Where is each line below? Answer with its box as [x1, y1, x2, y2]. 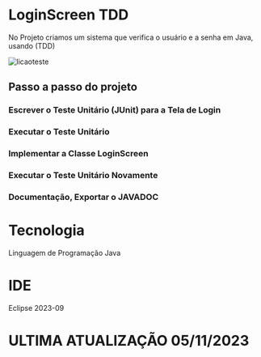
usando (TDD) [8, 40, 56, 50]
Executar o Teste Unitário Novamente [8, 170, 158, 181]
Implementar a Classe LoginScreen [8, 148, 149, 159]
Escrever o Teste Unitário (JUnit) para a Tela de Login [8, 104, 221, 116]
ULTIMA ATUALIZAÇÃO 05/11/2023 [8, 332, 250, 350]
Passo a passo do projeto [8, 80, 137, 94]
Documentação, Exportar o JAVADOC [8, 191, 159, 202]
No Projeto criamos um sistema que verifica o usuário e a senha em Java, [8, 32, 254, 42]
